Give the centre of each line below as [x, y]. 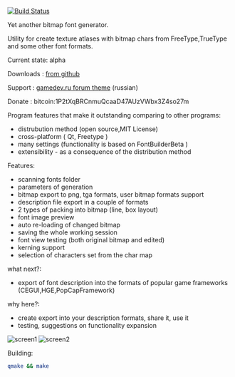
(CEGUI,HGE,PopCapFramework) [66, 290]
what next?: [24, 269]
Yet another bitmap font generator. [58, 25]
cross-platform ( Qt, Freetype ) [63, 136]
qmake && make [28, 366]
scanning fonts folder [49, 179]
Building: [20, 353]
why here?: [24, 304]
